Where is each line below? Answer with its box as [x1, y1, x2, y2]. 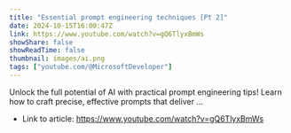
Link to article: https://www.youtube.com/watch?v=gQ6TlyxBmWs [21, 113, 264, 124]
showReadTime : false [9, 46, 86, 55]
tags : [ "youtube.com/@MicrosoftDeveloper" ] [9, 63, 173, 72]
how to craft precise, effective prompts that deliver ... [9, 96, 204, 106]
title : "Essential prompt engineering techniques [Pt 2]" [9, 12, 228, 22]
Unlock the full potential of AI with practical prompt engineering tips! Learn [9, 86, 282, 98]
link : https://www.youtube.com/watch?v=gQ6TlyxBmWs [9, 29, 204, 38]
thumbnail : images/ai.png [9, 54, 105, 63]
